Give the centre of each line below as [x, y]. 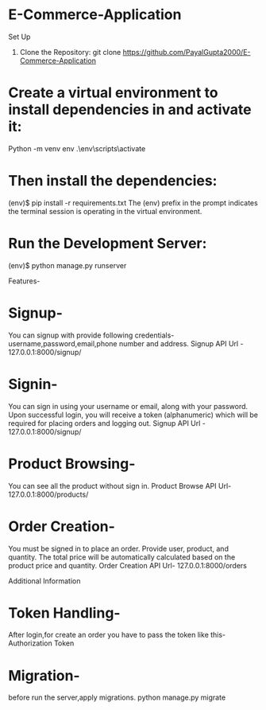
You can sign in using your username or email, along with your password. [128, 406]
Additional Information [44, 581]
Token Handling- [64, 612]
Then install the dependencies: [113, 181]
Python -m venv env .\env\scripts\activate [77, 148]
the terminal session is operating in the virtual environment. [105, 211]
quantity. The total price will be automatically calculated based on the [122, 557]
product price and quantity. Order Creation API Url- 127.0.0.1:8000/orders [128, 565]
